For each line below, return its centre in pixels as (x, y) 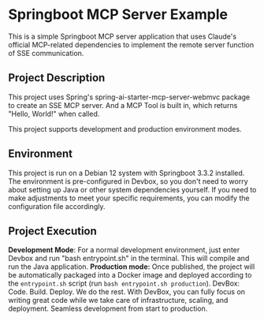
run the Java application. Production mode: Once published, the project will (132, 267)
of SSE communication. (46, 53)
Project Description (57, 78)
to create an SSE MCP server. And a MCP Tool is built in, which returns (123, 105)
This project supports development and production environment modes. (125, 129)
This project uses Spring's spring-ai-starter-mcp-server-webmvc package (129, 97)
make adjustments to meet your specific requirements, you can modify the (129, 198)
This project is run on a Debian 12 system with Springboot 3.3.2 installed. (126, 173)
